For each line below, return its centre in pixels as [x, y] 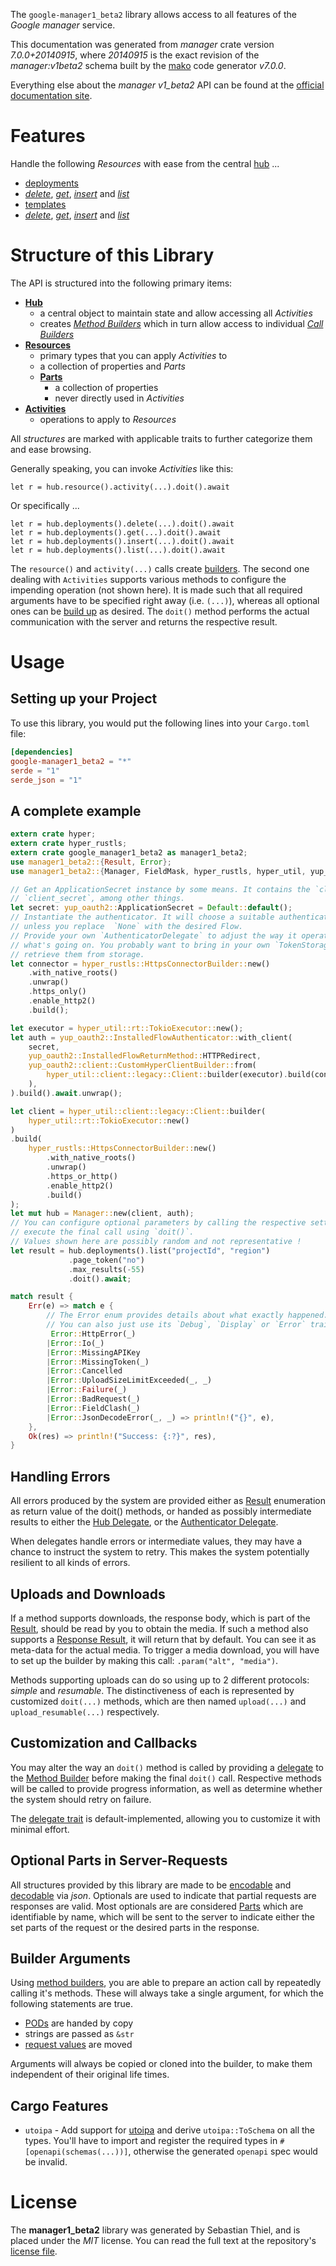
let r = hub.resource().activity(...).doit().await [120, 487]
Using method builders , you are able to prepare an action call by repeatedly [166, 1983]
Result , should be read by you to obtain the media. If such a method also [159, 1628]
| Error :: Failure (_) [87, 1390]
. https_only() [57, 992]
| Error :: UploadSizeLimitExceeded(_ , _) [129, 1380]
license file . [34, 2251]
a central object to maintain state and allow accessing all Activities [176, 313]
